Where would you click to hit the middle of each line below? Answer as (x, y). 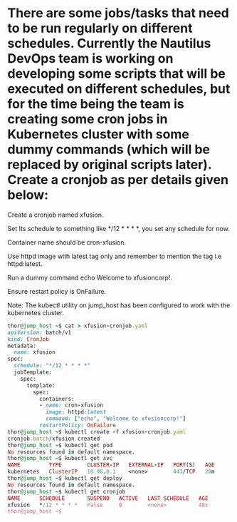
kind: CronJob (28, 339)
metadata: (22, 346)
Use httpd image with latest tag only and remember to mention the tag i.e (115, 256)
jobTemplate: (33, 372)
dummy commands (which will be (109, 149)
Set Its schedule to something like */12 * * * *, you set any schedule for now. (118, 228)
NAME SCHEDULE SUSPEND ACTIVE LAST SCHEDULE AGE (108, 498)
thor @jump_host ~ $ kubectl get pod (60, 445)
